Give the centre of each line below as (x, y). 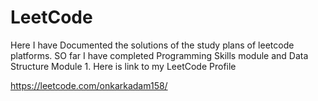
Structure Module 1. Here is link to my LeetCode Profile (123, 66)
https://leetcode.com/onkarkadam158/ (89, 85)
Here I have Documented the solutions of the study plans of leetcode (152, 45)
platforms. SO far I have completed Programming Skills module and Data (159, 55)
